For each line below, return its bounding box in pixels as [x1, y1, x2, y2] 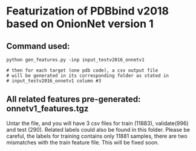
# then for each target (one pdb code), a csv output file [6, 67, 158, 73]
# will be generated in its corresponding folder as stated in [6, 73, 169, 79]
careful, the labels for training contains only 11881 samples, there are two [6, 132, 188, 140]
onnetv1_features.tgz [6, 103, 89, 114]
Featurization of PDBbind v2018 [6, 4, 169, 18]
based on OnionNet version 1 [6, 17, 154, 31]
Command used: [6, 41, 70, 51]
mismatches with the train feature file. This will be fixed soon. [6, 138, 159, 146]
